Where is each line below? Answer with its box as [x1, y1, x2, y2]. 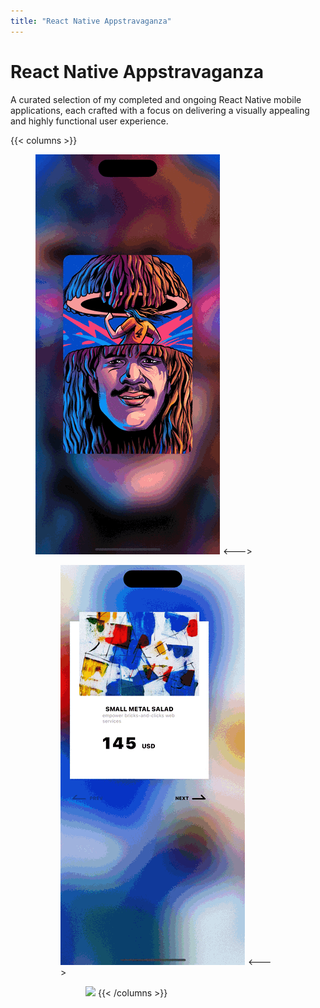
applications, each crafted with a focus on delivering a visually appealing [10, 104, 310, 116]
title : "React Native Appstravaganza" [10, 16, 172, 26]
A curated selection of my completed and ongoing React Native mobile [10, 93, 302, 105]
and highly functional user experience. [10, 115, 169, 127]
